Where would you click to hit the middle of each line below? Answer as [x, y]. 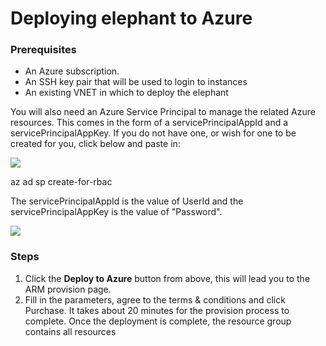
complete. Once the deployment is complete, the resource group [158, 321]
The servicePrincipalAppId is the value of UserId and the [127, 201]
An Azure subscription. [72, 71]
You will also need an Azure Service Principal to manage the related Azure [163, 112]
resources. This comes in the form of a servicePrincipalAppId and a [149, 123]
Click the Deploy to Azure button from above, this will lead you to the [167, 278]
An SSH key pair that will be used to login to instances [136, 82]
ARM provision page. [68, 289]
